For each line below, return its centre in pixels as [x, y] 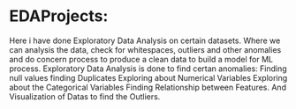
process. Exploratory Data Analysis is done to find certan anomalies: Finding [148, 69]
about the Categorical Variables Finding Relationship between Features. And [148, 87]
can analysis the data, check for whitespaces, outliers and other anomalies [145, 49]
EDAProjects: [59, 16]
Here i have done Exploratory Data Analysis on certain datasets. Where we [145, 40]
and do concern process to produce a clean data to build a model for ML [141, 59]
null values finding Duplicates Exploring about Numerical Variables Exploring [148, 77]
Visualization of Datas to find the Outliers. [85, 96]
